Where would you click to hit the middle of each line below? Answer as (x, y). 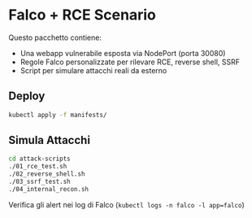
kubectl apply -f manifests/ (58, 115)
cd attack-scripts (39, 159)
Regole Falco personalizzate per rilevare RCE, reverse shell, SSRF (130, 62)
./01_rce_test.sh (38, 167)
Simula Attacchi (50, 140)
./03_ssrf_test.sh (39, 182)
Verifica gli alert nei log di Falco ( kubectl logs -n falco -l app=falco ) (127, 204)
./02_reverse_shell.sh (47, 174)
